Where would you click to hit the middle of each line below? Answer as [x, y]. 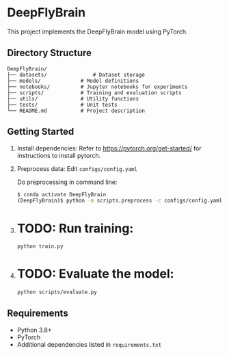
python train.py [40, 247]
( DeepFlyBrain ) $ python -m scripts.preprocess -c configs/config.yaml [120, 201]
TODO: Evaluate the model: [95, 274]
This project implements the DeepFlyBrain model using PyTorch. [97, 31]
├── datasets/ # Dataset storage [76, 75]
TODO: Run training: [75, 228]
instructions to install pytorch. [59, 155]
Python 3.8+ [35, 330]
